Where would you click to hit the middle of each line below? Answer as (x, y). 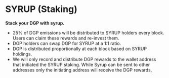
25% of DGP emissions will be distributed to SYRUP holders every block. (88, 32)
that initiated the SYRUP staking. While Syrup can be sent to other (81, 64)
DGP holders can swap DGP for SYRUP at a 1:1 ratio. (67, 43)
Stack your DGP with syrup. (35, 23)
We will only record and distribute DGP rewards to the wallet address (84, 59)
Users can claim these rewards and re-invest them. (66, 38)
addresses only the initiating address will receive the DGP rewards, (82, 70)
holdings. (22, 54)
